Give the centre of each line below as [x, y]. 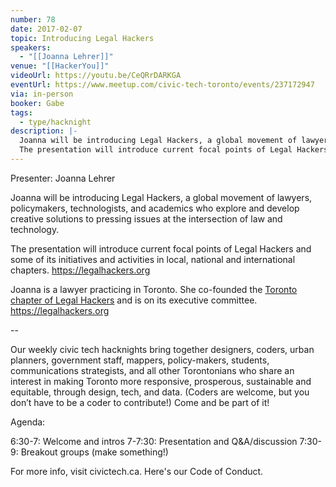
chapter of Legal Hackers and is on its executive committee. [134, 300]
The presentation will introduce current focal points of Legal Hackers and [161, 248]
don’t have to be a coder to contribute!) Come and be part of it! [140, 402]
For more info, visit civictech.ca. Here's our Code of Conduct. [137, 471]
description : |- [44, 131]
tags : [21, 112]
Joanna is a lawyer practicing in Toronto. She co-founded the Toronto [154, 289]
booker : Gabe [37, 103]
